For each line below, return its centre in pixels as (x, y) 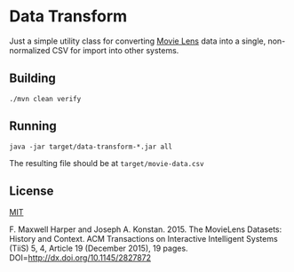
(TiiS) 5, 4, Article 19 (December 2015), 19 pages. (99, 248)
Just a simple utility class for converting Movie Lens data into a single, (138, 41)
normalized (30, 50)
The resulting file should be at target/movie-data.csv (107, 163)
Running (33, 126)
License (32, 191)
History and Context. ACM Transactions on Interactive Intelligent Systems (143, 239)
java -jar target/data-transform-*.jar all (91, 147)
